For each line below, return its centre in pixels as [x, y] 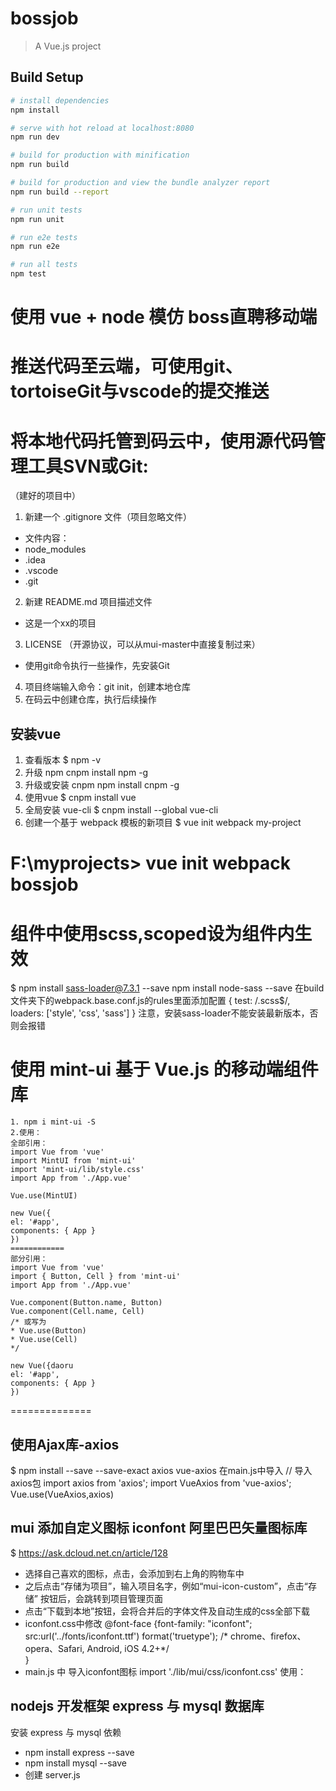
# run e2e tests [44, 237]
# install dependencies [60, 100]
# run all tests [44, 265]
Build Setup [47, 77]
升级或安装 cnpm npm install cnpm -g [102, 785]
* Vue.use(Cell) [44, 1340]
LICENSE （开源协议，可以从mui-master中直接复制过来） [142, 644]
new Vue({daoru [42, 1366]
